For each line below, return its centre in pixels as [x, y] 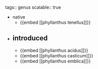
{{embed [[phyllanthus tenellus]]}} [55, 22]
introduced [30, 38]
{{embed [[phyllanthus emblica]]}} [55, 61]
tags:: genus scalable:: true [33, 7]
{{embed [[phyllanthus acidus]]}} [54, 50]
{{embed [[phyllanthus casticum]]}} [56, 55]
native [19, 17]
